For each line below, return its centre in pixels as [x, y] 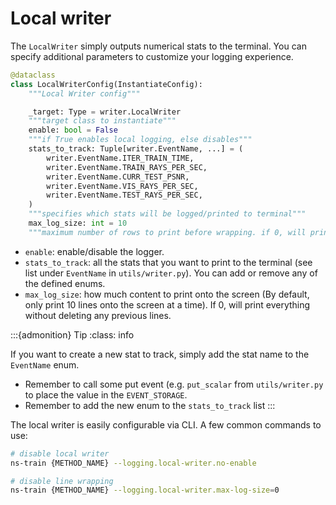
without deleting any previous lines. [98, 315]
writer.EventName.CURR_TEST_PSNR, [118, 177]
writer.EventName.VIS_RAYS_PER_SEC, [122, 186]
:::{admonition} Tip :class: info [72, 334]
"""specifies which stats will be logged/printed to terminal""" [167, 214]
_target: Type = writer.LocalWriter [105, 112]
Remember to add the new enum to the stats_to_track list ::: [150, 405]
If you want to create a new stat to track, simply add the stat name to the [160, 354]
